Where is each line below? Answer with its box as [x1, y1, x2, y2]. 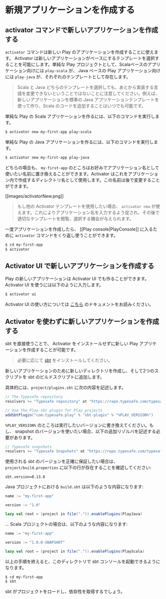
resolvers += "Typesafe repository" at [5, 399, 87, 404]
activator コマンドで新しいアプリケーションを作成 [5, 26, 158, 34]
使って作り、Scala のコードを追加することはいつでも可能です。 [17, 103, 146, 109]
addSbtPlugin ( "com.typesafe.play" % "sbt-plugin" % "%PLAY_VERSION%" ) [5, 413, 154, 417]
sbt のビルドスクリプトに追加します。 [28, 374, 105, 380]
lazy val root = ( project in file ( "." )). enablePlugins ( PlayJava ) [5, 511, 142, 516]
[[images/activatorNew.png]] [5, 193, 64, 199]
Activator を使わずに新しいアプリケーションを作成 [5, 317, 159, 325]
